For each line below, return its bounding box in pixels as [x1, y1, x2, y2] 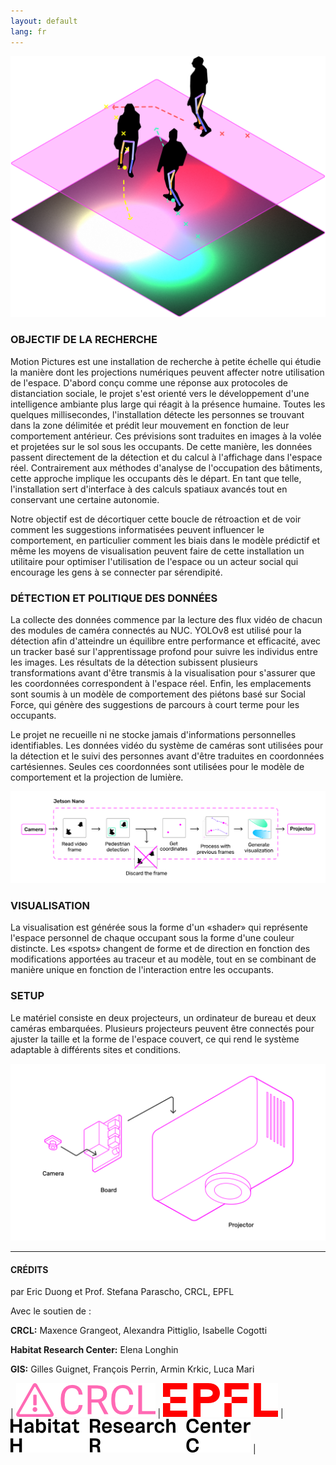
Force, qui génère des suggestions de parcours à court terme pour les [10, 698, 300, 710]
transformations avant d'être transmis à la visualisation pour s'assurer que [10, 666, 316, 679]
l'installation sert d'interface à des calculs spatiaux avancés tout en [10, 483, 288, 495]
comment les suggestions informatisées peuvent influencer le [10, 523, 265, 535]
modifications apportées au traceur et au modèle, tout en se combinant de [10, 953, 317, 965]
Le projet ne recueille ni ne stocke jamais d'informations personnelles [10, 728, 297, 740]
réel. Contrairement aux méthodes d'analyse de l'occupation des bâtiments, [10, 461, 323, 474]
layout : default [10, 16, 78, 26]
